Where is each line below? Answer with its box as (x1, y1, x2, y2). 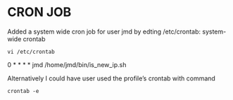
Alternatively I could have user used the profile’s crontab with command (7, 74, 216, 83)
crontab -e (7, 87, 39, 94)
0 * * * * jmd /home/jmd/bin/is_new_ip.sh (7, 60, 127, 69)
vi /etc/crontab (7, 48, 55, 55)
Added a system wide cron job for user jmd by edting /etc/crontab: (7, 27, 201, 36)
